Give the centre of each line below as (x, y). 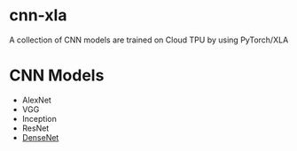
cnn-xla (38, 15)
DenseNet (40, 137)
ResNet (35, 128)
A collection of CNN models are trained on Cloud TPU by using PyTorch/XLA (149, 40)
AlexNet (36, 100)
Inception (39, 118)
